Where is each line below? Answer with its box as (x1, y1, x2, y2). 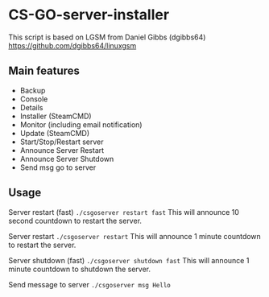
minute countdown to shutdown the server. (8, 264, 151, 274)
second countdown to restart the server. (8, 216, 143, 225)
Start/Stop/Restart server (19, 137, 104, 146)
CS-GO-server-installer (8, 6, 170, 24)
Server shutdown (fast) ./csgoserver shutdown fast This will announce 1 (8, 255, 250, 265)
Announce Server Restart (19, 145, 105, 155)
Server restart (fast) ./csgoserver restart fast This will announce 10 (8, 207, 240, 217)
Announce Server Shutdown (19, 154, 114, 163)
